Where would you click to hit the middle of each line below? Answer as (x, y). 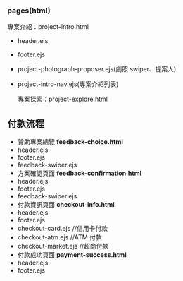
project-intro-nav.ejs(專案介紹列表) (68, 84)
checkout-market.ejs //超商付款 (63, 246)
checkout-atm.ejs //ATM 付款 (59, 237)
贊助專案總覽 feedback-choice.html (70, 142)
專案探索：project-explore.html (62, 99)
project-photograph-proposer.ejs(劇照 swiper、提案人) (97, 69)
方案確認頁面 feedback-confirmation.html (80, 173)
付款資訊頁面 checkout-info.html (66, 205)
